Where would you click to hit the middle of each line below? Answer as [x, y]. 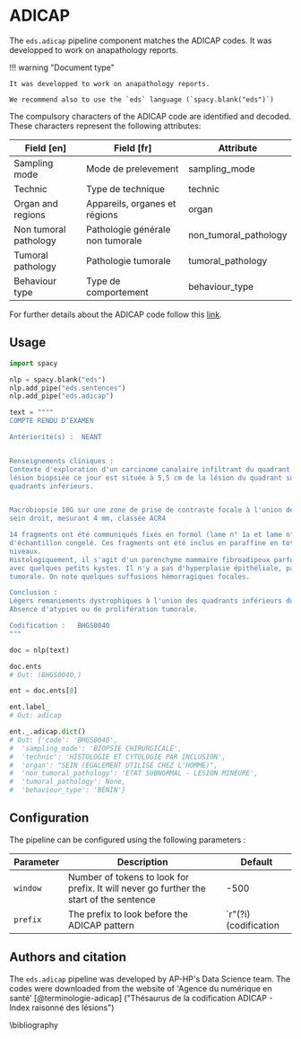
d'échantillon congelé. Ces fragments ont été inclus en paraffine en [144, 543]
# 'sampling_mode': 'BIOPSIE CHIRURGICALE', [95, 748]
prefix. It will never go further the [137, 888]
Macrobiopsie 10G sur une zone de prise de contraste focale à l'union [146, 510]
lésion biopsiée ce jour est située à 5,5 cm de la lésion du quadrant [146, 478]
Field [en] [46, 147]
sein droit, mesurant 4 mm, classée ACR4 [88, 519]
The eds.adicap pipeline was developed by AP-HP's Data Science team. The [150, 979]
